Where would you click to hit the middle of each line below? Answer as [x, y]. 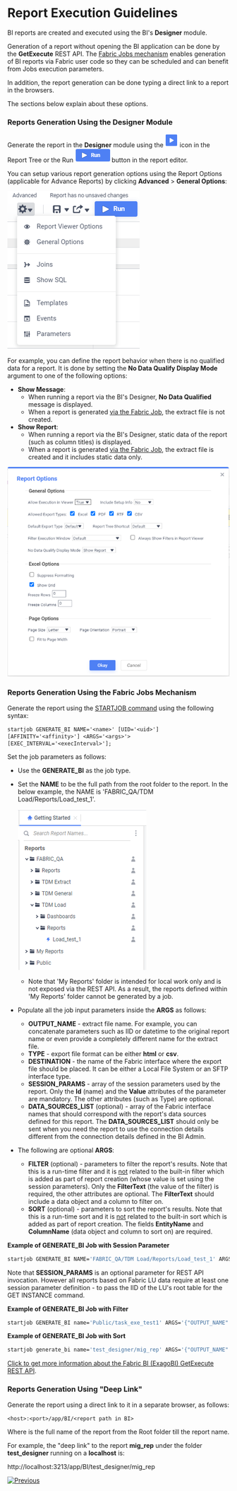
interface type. [49, 1076]
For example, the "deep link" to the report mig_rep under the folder [105, 1445]
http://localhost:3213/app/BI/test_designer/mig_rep [81, 1466]
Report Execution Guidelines [93, 13]
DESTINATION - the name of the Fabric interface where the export [125, 1061]
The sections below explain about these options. [78, 103]
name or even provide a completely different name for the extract [123, 1038]
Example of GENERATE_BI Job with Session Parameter [89, 1245]
